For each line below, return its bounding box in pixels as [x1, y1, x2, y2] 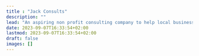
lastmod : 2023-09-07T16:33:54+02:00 [6, 30, 97, 36]
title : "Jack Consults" [6, 8, 68, 15]
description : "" [6, 14, 46, 20]
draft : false [6, 36, 38, 41]
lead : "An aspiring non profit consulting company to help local [6, 19, 171, 25]
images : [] [6, 41, 33, 47]
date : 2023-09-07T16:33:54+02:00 [6, 24, 89, 31]
